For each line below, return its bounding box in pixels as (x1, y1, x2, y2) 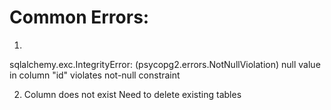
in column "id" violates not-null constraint (9, 69, 181, 81)
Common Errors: (9, 6, 150, 29)
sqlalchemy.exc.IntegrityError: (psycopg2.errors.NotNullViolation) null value (9, 58, 321, 70)
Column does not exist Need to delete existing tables (23, 88, 242, 100)
